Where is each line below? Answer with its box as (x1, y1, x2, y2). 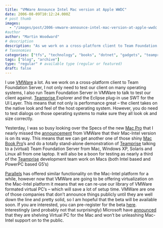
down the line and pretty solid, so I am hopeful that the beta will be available (5, 197, 157, 202)
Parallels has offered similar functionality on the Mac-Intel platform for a (5, 171, 149, 176)
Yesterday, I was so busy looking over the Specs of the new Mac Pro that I (5, 125, 154, 131)
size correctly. (5, 115, 33, 121)
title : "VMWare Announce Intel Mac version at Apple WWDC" (5, 7, 127, 12)
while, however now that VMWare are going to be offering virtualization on (5, 176, 154, 182)
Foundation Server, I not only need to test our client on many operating (5, 85, 147, 90)
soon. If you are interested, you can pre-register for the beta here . (5, 202, 137, 208)
